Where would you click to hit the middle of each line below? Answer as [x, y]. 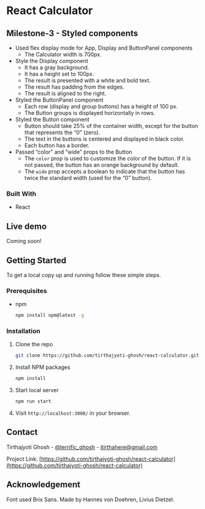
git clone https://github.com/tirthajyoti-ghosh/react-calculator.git [107, 355]
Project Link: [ [24, 459]
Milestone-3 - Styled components [72, 33]
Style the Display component [52, 61]
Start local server [37, 390]
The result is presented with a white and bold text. [88, 80]
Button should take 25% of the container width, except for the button [111, 126]
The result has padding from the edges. [74, 87]
